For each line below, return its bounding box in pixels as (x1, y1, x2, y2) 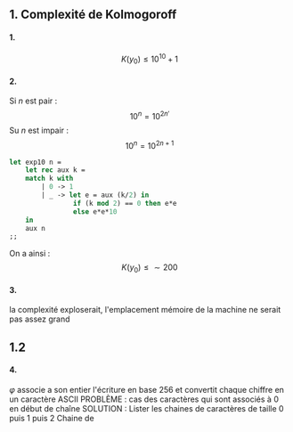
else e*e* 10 (72, 207, 118, 216)
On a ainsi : (9, 249, 51, 259)
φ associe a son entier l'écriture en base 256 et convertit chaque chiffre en (9, 384, 285, 395)
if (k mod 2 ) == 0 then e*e (72, 199, 177, 208)
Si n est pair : (9, 95, 58, 106)
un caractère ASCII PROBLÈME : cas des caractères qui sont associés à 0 (9, 394, 279, 404)
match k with (25, 174, 74, 183)
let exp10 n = (9, 158, 62, 167)
